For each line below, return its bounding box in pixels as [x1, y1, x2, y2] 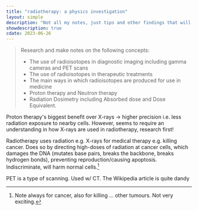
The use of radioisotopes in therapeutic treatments [29, 71, 153, 78]
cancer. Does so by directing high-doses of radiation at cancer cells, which [6, 144, 189, 151]
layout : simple [6, 14, 44, 20]
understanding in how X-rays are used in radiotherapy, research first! [6, 126, 174, 133]
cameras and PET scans [29, 64, 88, 71]
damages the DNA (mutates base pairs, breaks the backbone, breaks [6, 150, 174, 157]
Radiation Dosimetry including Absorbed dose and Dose [29, 95, 166, 103]
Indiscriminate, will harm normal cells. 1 [6, 163, 100, 170]
